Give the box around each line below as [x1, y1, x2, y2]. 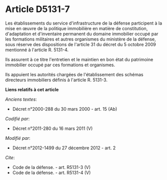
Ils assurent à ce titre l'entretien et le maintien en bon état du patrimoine [5, 56, 153, 62]
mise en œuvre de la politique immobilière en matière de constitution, [5, 25, 148, 31]
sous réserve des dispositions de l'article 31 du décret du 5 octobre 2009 [5, 41, 156, 47]
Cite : [5, 154, 15, 160]
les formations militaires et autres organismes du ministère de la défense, [5, 36, 156, 42]
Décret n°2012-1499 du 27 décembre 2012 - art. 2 [12, 144, 116, 151]
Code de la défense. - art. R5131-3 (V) [12, 164, 91, 170]
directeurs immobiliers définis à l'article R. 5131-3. [5, 77, 107, 83]
